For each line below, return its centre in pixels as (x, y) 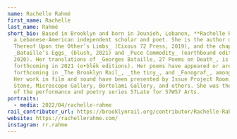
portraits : (23, 99)
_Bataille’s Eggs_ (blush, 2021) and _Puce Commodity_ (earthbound (115, 53)
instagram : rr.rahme (38, 125)
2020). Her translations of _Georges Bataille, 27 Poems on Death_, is (121, 60)
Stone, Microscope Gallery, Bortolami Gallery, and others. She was (116, 86)
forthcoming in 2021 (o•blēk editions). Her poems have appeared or (116, 66)
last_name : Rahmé (33, 27)
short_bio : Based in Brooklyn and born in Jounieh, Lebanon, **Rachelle (116, 33)
